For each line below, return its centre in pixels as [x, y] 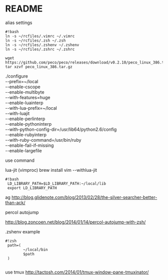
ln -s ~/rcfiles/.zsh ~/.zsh [35, 41]
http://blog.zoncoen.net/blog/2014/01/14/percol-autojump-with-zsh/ [75, 222]
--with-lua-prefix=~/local [31, 108]
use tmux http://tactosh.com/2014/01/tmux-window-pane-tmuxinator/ [77, 272]
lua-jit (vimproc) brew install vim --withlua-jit [51, 170]
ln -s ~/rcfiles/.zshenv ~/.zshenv [42, 45]
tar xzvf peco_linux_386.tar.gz [39, 67]
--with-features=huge [28, 97]
